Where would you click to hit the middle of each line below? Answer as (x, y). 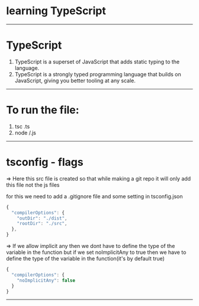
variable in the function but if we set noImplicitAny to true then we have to (96, 252)
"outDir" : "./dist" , (42, 218)
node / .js (25, 133)
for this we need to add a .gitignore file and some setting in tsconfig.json (94, 196)
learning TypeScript (56, 11)
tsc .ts (22, 126)
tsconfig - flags (45, 162)
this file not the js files (33, 185)
